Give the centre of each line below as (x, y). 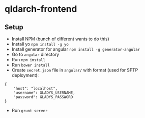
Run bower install (31, 65)
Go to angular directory (35, 54)
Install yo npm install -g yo (40, 44)
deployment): (25, 75)
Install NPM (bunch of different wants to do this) (60, 39)
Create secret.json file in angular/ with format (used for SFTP (75, 70)
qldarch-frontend (41, 9)
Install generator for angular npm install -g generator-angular (76, 49)
